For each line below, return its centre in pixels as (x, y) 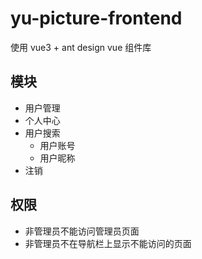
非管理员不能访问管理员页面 (82, 231)
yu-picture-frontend (96, 18)
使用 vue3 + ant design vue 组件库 (81, 47)
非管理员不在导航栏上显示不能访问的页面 (108, 243)
